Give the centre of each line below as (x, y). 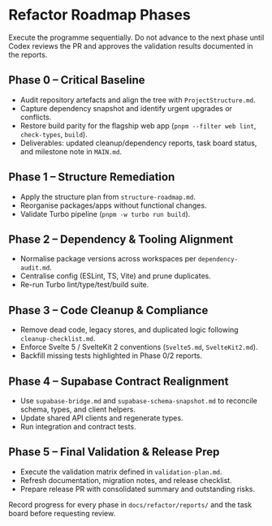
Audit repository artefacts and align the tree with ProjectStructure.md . (138, 100)
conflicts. (36, 117)
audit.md (35, 268)
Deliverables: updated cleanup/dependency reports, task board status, (138, 143)
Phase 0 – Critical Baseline (77, 80)
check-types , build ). (54, 134)
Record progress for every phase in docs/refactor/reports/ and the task (130, 504)
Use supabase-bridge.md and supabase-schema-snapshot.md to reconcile (138, 401)
